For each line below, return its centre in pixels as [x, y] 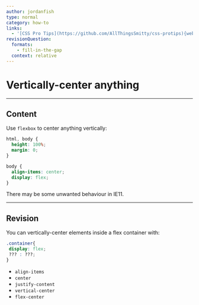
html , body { [22, 139]
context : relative [34, 56]
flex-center [29, 297]
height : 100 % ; [29, 145]
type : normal [22, 17]
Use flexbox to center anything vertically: [57, 129]
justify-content [35, 284]
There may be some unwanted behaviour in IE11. [65, 194]
